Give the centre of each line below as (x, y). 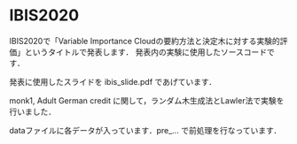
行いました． (32, 111)
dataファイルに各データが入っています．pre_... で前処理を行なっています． (145, 130)
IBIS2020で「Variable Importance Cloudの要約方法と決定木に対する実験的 (145, 41)
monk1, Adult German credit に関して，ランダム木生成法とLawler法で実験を (147, 100)
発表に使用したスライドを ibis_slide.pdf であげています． (113, 81)
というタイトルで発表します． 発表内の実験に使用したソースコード (146, 52)
